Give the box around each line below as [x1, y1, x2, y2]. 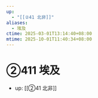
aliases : [6, 20, 28, 26]
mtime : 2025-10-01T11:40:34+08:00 [6, 36, 93, 42]
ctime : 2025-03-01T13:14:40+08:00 [6, 31, 93, 37]
